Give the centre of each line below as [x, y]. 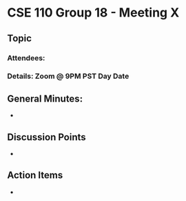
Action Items [35, 175]
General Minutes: [45, 98]
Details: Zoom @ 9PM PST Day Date [68, 76]
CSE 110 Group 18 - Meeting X [93, 13]
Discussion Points [46, 137]
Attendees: [26, 58]
